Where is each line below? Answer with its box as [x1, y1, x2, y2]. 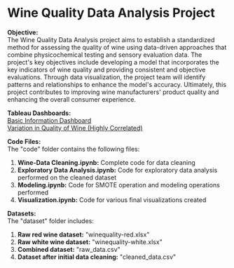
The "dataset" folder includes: [7, 216, 95, 225]
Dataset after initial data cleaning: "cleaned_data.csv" [17, 253, 177, 261]
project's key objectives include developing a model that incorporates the [7, 58, 219, 66]
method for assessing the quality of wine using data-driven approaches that [7, 43, 227, 51]
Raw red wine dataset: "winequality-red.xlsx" [17, 230, 150, 239]
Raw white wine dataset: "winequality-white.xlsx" [17, 237, 163, 246]
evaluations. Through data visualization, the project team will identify [7, 72, 206, 81]
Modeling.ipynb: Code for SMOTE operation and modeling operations [17, 180, 221, 189]
